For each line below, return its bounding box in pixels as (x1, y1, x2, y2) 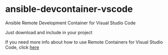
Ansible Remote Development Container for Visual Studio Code (5, 20, 136, 26)
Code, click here (5, 44, 39, 50)
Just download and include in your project (5, 29, 93, 35)
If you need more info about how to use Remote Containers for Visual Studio (5, 39, 163, 45)
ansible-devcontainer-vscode (5, 3, 133, 15)
